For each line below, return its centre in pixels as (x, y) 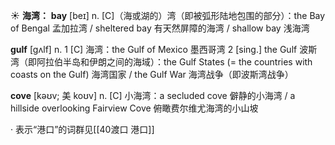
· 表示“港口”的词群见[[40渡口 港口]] (82, 129)
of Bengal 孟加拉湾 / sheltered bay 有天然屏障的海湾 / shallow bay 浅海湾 (160, 28)
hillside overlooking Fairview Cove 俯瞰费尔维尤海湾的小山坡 (134, 108)
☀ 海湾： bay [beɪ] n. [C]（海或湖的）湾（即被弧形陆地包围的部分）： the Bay (168, 15)
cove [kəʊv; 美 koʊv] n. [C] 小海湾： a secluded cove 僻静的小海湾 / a (153, 95)
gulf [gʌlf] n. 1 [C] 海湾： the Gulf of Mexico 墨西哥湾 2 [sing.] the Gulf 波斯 (164, 49)
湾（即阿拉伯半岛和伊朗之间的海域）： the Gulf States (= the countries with (161, 62)
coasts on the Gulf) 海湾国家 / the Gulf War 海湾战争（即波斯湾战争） (152, 74)
